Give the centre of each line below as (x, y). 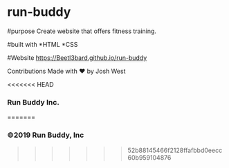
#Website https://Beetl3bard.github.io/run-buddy (77, 57)
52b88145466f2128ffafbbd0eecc (175, 150)
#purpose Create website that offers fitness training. (82, 31)
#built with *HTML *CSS (43, 44)
